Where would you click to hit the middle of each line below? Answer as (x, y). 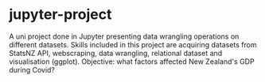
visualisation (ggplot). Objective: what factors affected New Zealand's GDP (132, 61)
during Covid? (32, 69)
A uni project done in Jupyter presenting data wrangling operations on (124, 36)
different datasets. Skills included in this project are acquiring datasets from (133, 44)
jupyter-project (60, 15)
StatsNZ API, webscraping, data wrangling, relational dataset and (116, 53)
